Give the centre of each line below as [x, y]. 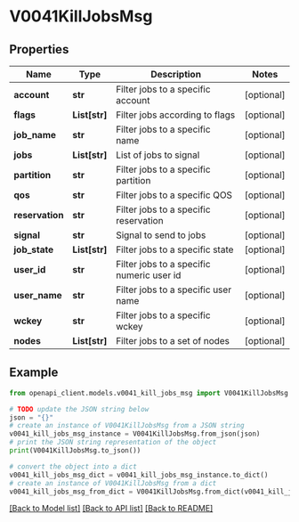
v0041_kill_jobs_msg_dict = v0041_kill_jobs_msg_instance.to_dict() [139, 475]
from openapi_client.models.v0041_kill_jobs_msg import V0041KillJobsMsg [149, 393]
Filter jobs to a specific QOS [174, 195]
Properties [39, 49]
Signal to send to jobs [161, 235]
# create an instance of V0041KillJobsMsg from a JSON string [127, 426]
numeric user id [148, 275]
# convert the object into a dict [73, 466]
